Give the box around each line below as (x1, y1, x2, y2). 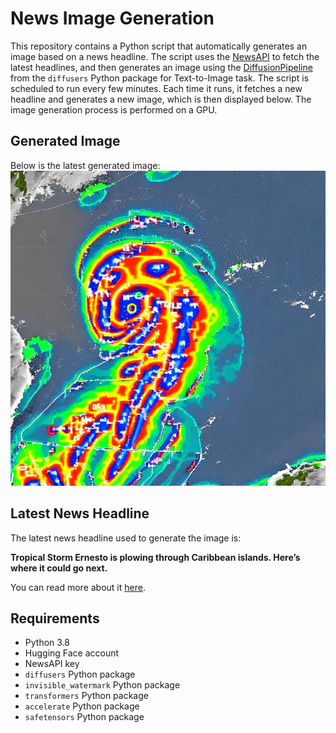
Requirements (10, 610, 100, 627)
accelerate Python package (24, 700, 140, 712)
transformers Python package (24, 690, 149, 702)
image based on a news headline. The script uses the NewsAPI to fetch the (10, 50, 320, 62)
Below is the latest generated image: (10, 159, 161, 171)
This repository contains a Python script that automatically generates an (10, 40, 308, 52)
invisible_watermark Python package (24, 679, 181, 691)
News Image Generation (10, 7, 215, 30)
